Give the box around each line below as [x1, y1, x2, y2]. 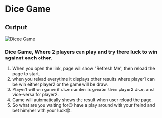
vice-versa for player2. [12, 92, 59, 98]
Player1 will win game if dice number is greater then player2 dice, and [12, 87, 154, 92]
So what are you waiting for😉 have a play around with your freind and [12, 102, 155, 108]
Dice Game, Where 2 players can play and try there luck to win [5, 48, 157, 55]
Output [5, 23, 27, 31]
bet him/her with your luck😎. [12, 107, 72, 114]
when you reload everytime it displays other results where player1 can [12, 76, 155, 82]
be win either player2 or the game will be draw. [12, 81, 108, 87]
